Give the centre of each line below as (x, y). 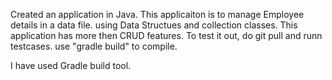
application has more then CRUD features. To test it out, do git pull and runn (166, 35)
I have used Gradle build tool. (71, 65)
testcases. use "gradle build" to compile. (94, 46)
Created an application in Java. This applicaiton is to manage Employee (157, 14)
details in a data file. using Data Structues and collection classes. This (154, 25)
